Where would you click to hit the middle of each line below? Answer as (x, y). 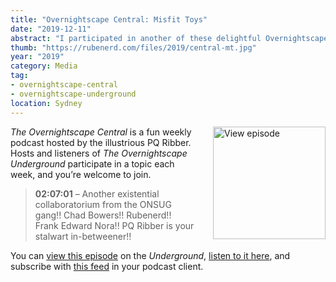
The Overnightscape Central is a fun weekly (101, 132)
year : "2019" (37, 57)
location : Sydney (46, 103)
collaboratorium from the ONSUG (103, 204)
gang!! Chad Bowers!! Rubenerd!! (103, 215)
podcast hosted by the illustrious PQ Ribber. (101, 142)
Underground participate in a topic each (92, 163)
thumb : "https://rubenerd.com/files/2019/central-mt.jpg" (133, 47)
